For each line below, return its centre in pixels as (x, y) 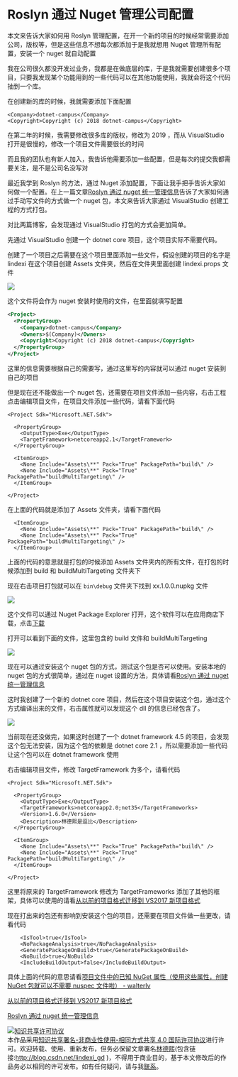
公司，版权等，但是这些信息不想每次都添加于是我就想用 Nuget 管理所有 (111, 44)
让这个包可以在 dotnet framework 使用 (63, 755)
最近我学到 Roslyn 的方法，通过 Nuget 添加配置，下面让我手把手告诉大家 (113, 182)
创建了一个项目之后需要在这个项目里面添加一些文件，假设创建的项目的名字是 (119, 255)
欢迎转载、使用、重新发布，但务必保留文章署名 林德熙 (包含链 (108, 1049)
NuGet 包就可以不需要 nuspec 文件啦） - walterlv (79, 986)
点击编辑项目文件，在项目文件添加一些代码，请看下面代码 (91, 401)
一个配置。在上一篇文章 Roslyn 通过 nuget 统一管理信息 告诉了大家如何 (121, 192)
